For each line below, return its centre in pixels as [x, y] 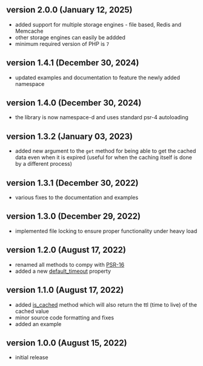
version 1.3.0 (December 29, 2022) [74, 216]
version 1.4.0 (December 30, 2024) [74, 103]
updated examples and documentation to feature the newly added [98, 77]
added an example [38, 324]
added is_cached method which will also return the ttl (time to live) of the [106, 304]
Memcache [29, 31]
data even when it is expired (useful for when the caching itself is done [104, 157]
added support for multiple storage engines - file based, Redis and [98, 24]
